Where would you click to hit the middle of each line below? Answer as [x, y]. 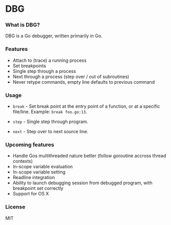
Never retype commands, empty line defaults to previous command [83, 82]
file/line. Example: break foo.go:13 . [50, 112]
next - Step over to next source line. [50, 132]
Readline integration [34, 178]
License [15, 207]
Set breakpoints [29, 66]
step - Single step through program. [50, 122]
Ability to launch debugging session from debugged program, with [82, 183]
